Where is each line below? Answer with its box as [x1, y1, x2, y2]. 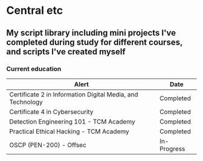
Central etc [6, 4, 63, 17]
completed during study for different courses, [6, 37, 183, 47]
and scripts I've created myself [6, 46, 126, 57]
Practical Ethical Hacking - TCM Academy [9, 127, 129, 136]
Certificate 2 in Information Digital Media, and [9, 90, 138, 98]
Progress [159, 144, 185, 153]
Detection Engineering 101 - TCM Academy [9, 117, 135, 125]
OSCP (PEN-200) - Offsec [9, 140, 86, 149]
